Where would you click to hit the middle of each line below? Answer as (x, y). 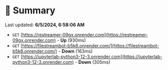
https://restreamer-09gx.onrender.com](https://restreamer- (85, 34)
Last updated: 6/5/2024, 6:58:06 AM (45, 25)
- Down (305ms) (92, 62)
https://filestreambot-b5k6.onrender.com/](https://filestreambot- (91, 45)
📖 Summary (30, 11)
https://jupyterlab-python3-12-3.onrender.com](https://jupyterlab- (92, 57)
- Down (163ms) (76, 51)
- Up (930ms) (71, 40)
